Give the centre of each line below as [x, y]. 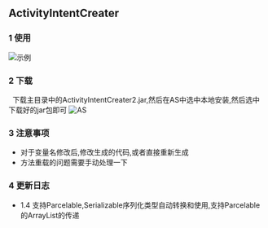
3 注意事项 [29, 133]
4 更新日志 [29, 186]
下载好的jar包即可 [38, 110]
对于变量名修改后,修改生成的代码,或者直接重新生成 [104, 152]
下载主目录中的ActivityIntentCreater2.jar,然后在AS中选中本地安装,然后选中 [136, 99]
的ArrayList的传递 [50, 215]
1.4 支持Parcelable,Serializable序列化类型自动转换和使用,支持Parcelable [140, 205]
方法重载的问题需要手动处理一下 [74, 163]
